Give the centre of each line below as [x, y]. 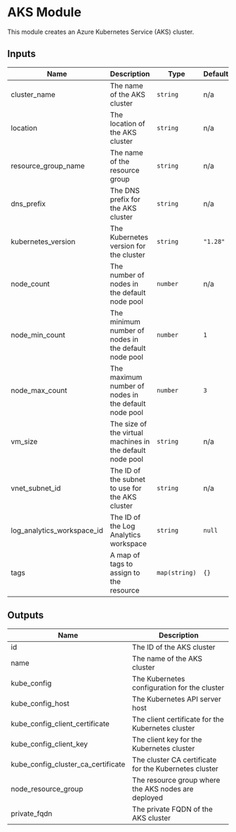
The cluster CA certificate [175, 759]
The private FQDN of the [172, 809]
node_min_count [38, 335]
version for [128, 246]
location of [127, 123]
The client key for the [167, 739]
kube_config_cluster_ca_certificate [68, 764]
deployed [148, 797]
